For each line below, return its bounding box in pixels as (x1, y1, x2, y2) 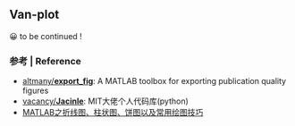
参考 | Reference (9, 55, 82, 67)
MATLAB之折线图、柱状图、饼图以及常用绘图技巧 (21, 107, 204, 118)
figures (21, 85, 49, 97)
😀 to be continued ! (9, 30, 82, 41)
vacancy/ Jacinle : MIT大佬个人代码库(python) (21, 96, 190, 106)
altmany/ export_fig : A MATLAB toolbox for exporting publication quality (21, 76, 287, 87)
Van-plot (9, 7, 60, 22)
